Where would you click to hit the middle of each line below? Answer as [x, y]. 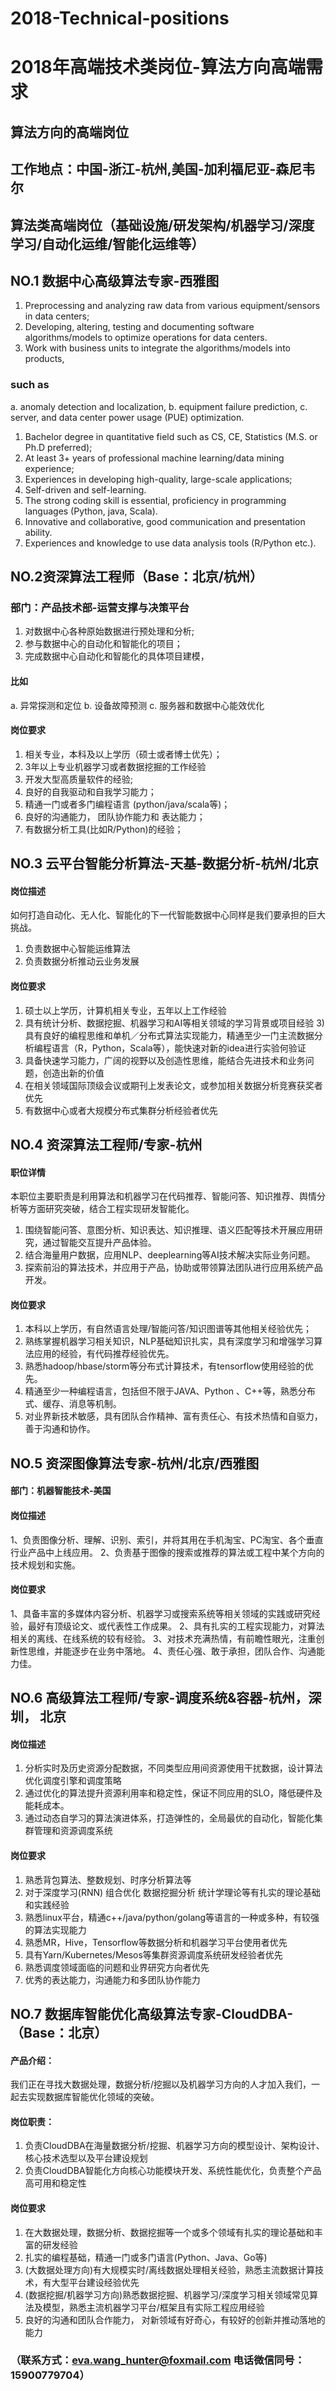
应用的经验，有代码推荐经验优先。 [104, 1354]
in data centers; [57, 316]
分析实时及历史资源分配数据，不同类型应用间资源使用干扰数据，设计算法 [173, 1768]
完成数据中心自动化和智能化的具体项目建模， [117, 656]
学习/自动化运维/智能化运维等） [107, 243]
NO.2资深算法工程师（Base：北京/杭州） [137, 577]
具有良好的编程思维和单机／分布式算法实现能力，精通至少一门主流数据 [169, 1035]
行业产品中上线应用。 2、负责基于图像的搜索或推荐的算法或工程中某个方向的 [167, 1552]
